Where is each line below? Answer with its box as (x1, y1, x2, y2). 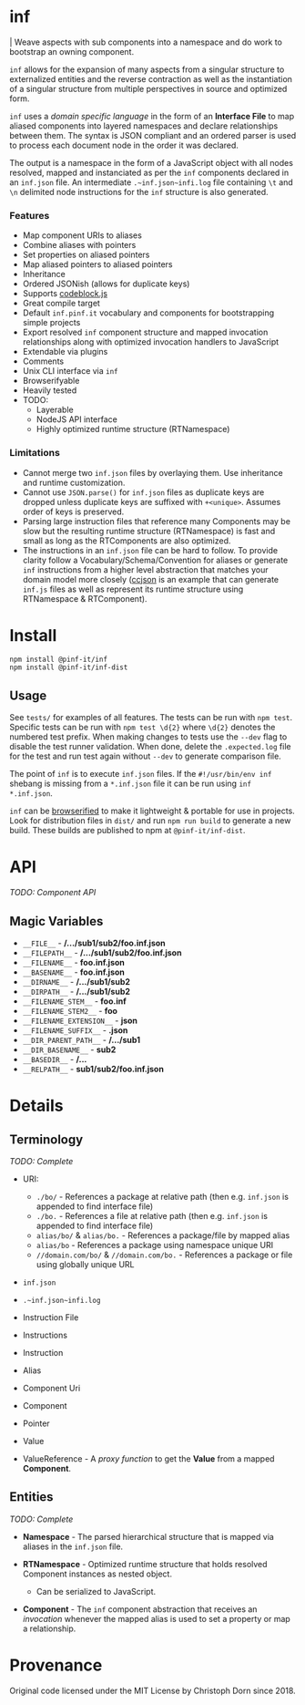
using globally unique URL (36, 1259, 135, 1270)
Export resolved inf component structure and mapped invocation (22, 326, 269, 338)
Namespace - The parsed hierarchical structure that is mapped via (22, 1531, 275, 1542)
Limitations (9, 447, 61, 460)
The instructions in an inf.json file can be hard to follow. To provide (22, 544, 279, 555)
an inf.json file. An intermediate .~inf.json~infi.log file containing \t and (9, 176, 293, 188)
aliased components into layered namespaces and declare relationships (9, 120, 279, 131)
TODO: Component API (9, 887, 97, 898)
